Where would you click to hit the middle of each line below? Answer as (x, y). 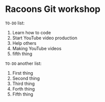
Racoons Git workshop (53, 9)
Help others (24, 43)
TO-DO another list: (24, 63)
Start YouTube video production (45, 38)
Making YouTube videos (37, 48)
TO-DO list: (15, 23)
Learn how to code (31, 32)
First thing (23, 73)
